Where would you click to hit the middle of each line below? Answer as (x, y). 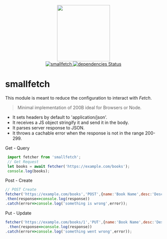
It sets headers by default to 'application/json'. (60, 117)
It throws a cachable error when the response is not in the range (78, 133)
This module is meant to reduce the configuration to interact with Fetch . (79, 98)
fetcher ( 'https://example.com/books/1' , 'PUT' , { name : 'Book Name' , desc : (80, 222)
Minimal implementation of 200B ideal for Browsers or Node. (79, 108)
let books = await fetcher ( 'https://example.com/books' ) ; (69, 166)
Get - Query (17, 148)
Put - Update (18, 213)
